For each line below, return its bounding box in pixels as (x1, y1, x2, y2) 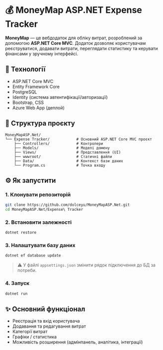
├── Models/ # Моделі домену (14, 145, 110, 150)
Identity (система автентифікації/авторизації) (12, 94, 108, 100)
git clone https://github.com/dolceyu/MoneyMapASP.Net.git (5, 202, 130, 207)
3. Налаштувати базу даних (5, 242, 76, 249)
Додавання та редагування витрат (12, 323, 86, 329)
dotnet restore (5, 230, 37, 235)
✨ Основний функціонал (5, 305, 85, 313)
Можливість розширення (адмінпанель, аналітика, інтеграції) (12, 339, 143, 345)
